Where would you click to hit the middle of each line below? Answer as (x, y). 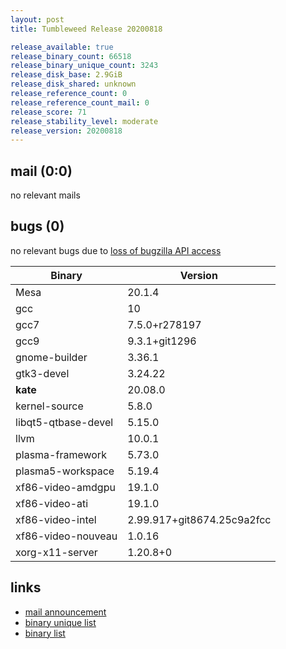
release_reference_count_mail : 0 (80, 102)
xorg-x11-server (56, 552)
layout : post (37, 19)
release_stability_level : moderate (84, 121)
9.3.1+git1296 (162, 341)
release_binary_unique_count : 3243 (84, 66)
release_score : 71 (48, 112)
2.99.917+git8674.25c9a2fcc (199, 519)
